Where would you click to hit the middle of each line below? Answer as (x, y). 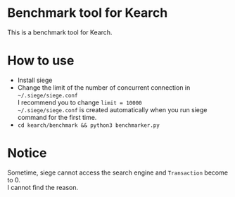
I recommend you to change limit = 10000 (80, 102)
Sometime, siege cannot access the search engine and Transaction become (118, 172)
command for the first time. (57, 117)
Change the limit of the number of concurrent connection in (104, 87)
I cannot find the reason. (43, 187)
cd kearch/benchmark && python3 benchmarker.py (88, 125)
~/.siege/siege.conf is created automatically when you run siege (112, 109)
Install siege (35, 80)
